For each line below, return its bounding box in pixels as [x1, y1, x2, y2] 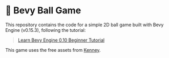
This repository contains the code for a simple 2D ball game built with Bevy [5, 22, 164, 28]
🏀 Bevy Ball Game [5, 5, 81, 16]
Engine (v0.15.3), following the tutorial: [5, 27, 86, 33]
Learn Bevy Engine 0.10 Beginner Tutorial [17, 37, 105, 43]
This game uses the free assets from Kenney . [5, 47, 101, 53]
